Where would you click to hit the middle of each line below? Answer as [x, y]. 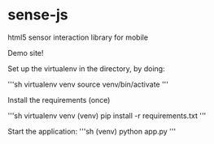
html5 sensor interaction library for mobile [78, 37]
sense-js [38, 15]
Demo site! [26, 53]
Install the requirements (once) [59, 100]
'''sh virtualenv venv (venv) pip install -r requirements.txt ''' [107, 116]
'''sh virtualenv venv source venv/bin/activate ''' [88, 84]
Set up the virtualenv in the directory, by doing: [86, 68]
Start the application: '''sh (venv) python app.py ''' [92, 131]
